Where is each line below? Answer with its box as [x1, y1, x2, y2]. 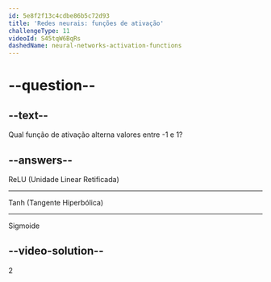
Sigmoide [8, 221, 40, 230]
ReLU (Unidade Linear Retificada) [8, 174, 119, 184]
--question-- [8, 77, 96, 95]
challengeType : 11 [8, 27, 70, 35]
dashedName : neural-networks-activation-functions [8, 42, 182, 50]
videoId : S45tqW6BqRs [8, 34, 81, 43]
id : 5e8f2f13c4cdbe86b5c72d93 [8, 11, 110, 20]
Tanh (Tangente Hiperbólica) [8, 197, 104, 207]
